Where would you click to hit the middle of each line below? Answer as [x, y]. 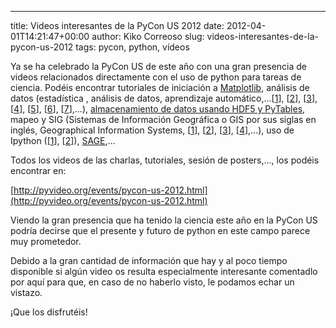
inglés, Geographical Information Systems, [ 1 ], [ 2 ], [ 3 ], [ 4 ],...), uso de [152, 130]
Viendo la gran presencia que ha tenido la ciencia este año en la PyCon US [164, 220]
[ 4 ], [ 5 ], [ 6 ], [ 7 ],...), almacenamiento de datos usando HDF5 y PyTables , [158, 109]
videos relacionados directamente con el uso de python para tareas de [156, 77]
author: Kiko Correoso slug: [148, 36]
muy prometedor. [46, 241]
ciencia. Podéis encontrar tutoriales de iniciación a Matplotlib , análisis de [160, 87]
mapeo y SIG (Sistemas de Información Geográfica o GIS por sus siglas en [163, 119]
